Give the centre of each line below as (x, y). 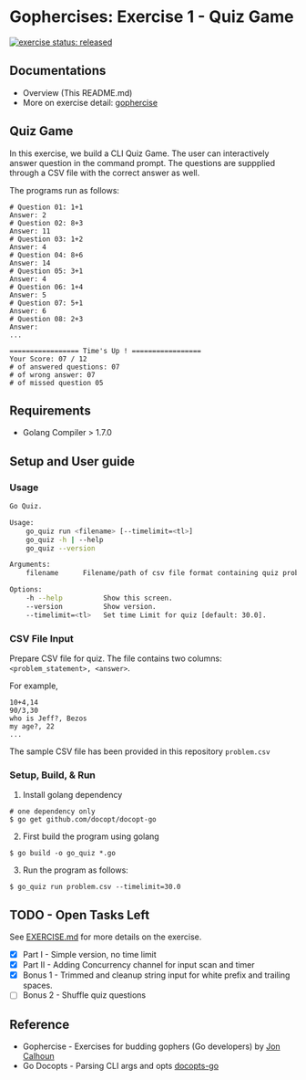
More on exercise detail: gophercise (90, 102)
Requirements (50, 410)
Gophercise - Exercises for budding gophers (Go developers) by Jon (151, 1046)
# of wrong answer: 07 (52, 375)
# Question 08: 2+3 (46, 319)
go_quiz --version (61, 548)
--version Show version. (91, 606)
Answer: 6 (28, 311)
